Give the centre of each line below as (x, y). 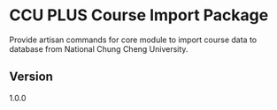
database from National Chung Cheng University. (99, 48)
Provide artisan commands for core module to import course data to (133, 40)
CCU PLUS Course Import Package (139, 15)
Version (31, 77)
